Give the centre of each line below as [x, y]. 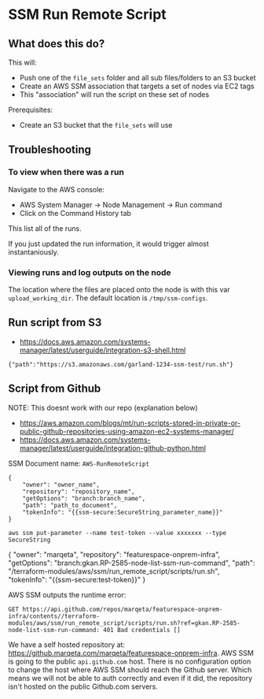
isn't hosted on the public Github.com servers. [83, 686]
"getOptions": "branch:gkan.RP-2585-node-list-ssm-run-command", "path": [132, 563]
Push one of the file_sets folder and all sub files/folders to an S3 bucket [137, 78]
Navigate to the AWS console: [56, 189]
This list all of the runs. [45, 228]
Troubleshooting [50, 150]
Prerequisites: [31, 110]
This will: [22, 62]
